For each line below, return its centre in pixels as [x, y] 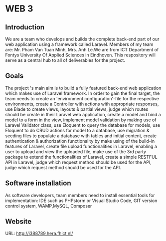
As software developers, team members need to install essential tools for [80, 195]
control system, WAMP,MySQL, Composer [49, 206]
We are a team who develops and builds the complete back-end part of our [82, 39]
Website [18, 222]
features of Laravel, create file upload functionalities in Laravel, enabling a [81, 146]
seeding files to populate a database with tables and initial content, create [81, 136]
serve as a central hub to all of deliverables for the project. [65, 60]
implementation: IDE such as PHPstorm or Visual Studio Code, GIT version [81, 201]
